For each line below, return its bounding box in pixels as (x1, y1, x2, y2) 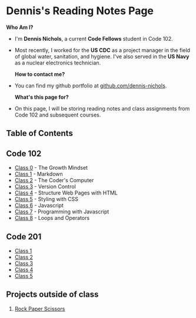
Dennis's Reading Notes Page (6, 4, 154, 18)
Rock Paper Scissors (14, 305, 65, 312)
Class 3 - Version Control (14, 183, 77, 190)
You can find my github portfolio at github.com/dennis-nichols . (14, 82, 167, 89)
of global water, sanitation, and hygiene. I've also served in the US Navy (14, 53, 190, 60)
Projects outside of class (6, 290, 99, 300)
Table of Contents (6, 128, 74, 138)
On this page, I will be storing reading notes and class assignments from (14, 105, 190, 112)
